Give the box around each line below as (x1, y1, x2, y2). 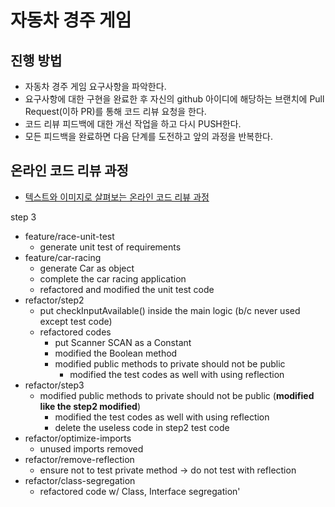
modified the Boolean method (54, 347, 178, 359)
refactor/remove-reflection (24, 453, 135, 465)
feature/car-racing (24, 251, 102, 263)
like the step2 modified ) (39, 400, 142, 412)
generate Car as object (39, 262, 135, 274)
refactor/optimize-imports (24, 432, 132, 444)
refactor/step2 (24, 294, 85, 306)
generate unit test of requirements (39, 241, 182, 253)
